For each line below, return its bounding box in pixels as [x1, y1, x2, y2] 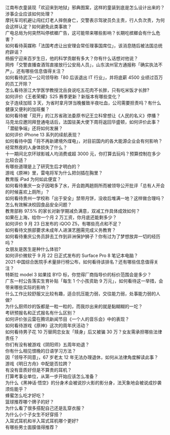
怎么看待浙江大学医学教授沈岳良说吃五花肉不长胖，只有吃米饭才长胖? [5, 87, 150, 93]
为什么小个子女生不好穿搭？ [5, 412, 63, 417]
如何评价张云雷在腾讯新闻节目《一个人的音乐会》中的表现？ [5, 316, 130, 322]
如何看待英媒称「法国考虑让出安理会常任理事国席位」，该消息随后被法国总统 [5, 43, 163, 48]
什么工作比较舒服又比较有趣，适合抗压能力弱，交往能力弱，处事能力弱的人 [5, 291, 160, 297]
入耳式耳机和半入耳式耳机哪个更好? [5, 418, 79, 424]
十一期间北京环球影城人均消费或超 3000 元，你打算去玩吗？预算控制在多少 [5, 151, 161, 157]
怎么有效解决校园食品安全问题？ [5, 201, 72, 208]
